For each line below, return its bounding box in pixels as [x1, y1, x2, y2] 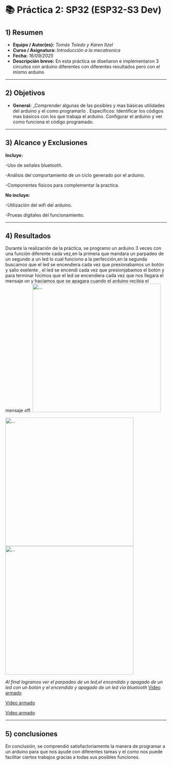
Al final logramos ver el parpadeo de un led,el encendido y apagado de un [5, 679, 163, 685]
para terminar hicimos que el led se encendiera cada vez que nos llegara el [5, 272, 164, 279]
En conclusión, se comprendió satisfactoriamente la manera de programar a [5, 743, 165, 750]
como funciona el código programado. [12, 119, 94, 125]
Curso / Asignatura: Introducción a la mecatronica [12, 47, 121, 53]
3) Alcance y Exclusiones [5, 138, 88, 147]
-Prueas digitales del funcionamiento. [5, 212, 84, 218]
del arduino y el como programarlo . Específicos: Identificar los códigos [12, 107, 164, 114]
